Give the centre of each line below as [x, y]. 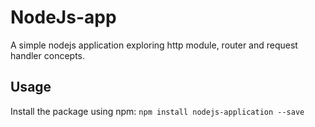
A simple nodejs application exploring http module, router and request [154, 45]
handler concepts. [48, 55]
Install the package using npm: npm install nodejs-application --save [157, 111]
